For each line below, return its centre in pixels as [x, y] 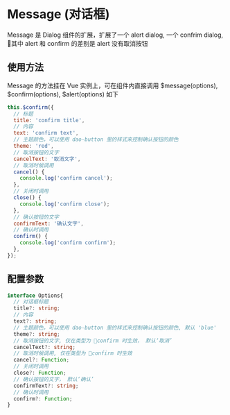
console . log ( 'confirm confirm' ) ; [68, 243]
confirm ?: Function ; [43, 399]
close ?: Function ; [40, 373]
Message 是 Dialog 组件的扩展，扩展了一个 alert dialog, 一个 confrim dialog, [115, 35]
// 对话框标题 [31, 302]
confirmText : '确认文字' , [49, 223]
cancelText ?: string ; [45, 347]
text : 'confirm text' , [46, 133]
